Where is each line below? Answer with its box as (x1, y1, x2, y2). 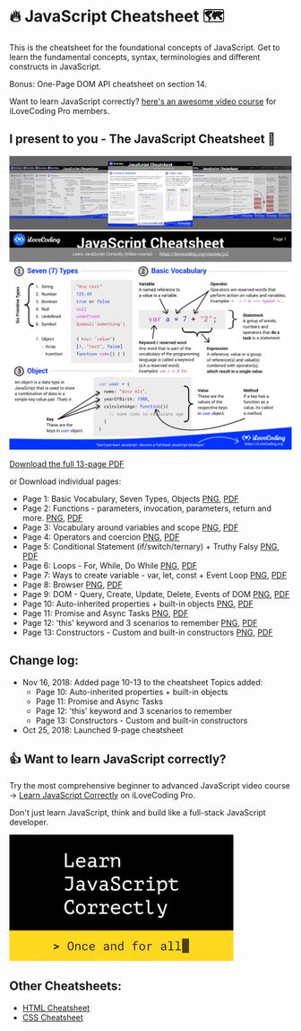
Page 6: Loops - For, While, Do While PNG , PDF (21, 560, 198, 571)
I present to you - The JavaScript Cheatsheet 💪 (9, 131, 276, 147)
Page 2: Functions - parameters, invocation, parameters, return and (21, 503, 271, 514)
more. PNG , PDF (21, 513, 83, 524)
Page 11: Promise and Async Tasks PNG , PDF (21, 608, 189, 619)
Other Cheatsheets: (9, 979, 123, 994)
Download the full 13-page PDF (9, 459, 125, 470)
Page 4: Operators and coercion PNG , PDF (21, 532, 180, 542)
